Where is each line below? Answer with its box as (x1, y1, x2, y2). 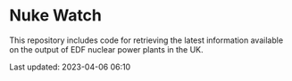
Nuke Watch (9, 5, 103, 26)
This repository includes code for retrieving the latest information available (9, 35, 284, 45)
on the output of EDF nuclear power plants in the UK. (9, 44, 204, 54)
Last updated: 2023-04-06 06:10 (9, 61, 131, 72)
